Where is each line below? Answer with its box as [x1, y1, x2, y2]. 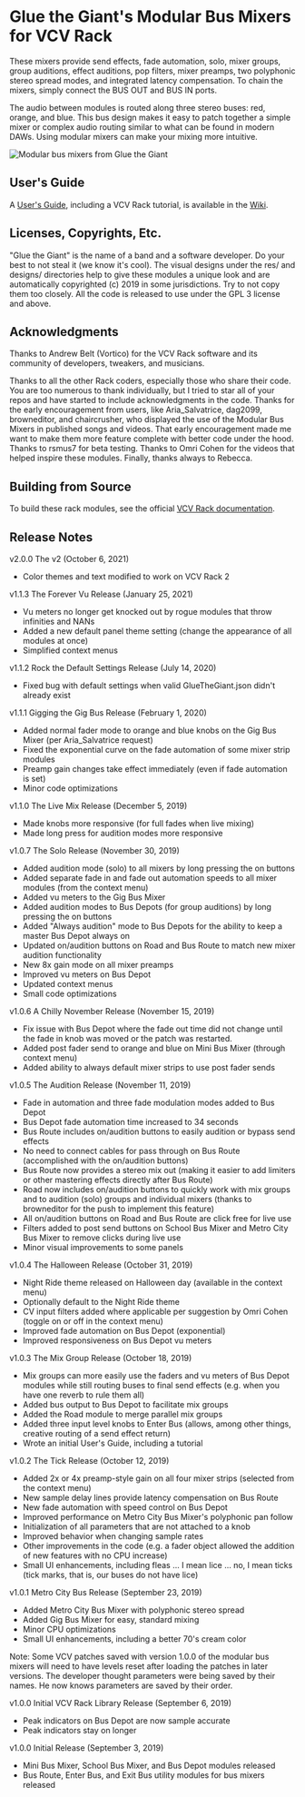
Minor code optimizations [22, 783, 118, 794]
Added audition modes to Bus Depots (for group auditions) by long [22, 902, 272, 912]
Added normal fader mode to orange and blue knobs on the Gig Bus [22, 725, 277, 736]
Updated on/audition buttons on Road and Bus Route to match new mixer [22, 940, 296, 951]
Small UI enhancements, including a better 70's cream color [22, 1634, 247, 1644]
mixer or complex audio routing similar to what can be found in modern [9, 121, 275, 133]
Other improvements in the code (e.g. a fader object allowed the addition [22, 1541, 295, 1551]
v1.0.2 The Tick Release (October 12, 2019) [9, 1456, 170, 1466]
